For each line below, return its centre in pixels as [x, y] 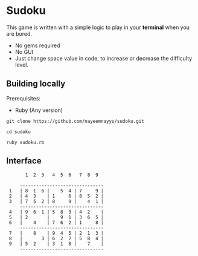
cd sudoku [19, 132]
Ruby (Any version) [39, 110]
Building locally [36, 84]
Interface [24, 161]
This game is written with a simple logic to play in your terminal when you [98, 27]
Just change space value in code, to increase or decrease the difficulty [104, 58]
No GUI [24, 51]
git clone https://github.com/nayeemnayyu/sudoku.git [75, 121]
